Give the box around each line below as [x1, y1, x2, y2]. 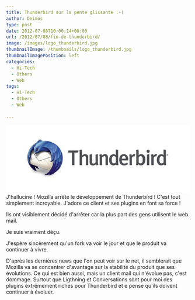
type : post [6, 22, 33, 27]
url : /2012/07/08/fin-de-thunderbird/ [6, 34, 100, 40]
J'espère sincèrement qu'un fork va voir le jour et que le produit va [6, 240, 167, 247]
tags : [6, 84, 19, 89]
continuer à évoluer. [6, 288, 54, 295]
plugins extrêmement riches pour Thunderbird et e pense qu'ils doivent [6, 282, 178, 289]
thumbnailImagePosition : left [6, 53, 80, 58]
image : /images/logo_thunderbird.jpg [6, 40, 98, 46]
